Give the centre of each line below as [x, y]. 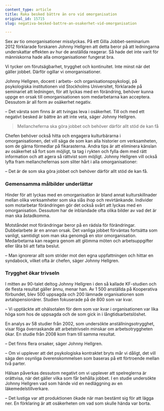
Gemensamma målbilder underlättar [49, 184]
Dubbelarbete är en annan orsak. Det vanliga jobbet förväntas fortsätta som [81, 230]
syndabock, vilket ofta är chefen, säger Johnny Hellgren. [62, 261]
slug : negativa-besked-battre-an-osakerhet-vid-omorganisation [71, 23]
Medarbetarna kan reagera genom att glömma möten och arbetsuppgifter [79, 241]
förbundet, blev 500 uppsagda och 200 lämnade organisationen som [75, 294]
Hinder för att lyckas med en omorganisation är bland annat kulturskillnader [81, 194]
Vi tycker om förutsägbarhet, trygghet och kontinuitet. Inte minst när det [78, 67]
